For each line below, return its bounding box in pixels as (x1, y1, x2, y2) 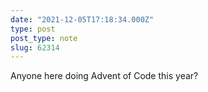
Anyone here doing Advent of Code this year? (10, 70, 199, 82)
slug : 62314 (10, 42, 60, 53)
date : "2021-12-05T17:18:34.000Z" (10, 14, 155, 25)
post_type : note (10, 33, 78, 43)
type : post (10, 24, 56, 34)
